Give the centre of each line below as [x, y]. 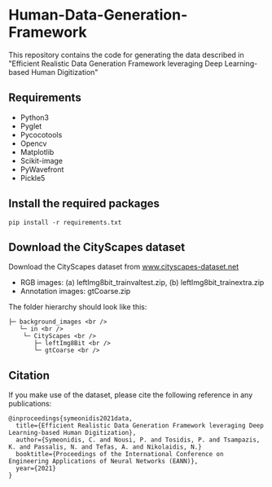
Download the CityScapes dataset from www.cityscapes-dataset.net [123, 267]
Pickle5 [33, 178]
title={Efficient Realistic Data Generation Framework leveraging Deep [140, 426]
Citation [29, 375]
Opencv [33, 143]
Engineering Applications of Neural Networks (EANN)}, [103, 462]
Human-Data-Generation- [98, 15]
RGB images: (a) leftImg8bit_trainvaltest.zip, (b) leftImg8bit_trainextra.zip [142, 283]
